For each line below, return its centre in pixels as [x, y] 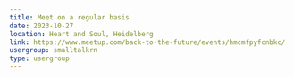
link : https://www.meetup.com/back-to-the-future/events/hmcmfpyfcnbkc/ [147, 42]
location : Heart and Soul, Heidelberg [81, 34]
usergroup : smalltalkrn [54, 50]
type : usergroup [39, 58]
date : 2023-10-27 [42, 26]
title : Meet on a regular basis [69, 17]
